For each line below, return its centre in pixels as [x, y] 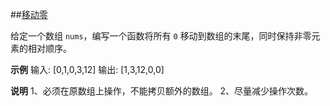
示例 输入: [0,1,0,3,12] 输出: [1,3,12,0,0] [87, 69]
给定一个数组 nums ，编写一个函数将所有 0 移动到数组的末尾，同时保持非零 [161, 36]
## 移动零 [29, 14]
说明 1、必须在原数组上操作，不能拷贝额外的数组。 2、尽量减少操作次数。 [162, 91]
